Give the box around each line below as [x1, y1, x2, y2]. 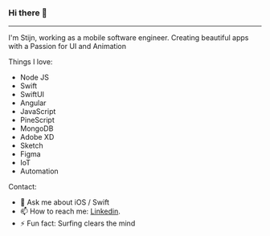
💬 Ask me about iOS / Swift [19, 197, 110, 207]
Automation [19, 166, 59, 176]
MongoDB [19, 124, 54, 133]
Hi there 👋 [8, 7, 48, 18]
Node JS [19, 72, 50, 83]
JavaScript [19, 107, 56, 116]
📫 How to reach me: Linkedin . [19, 206, 121, 216]
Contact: [8, 182, 38, 192]
